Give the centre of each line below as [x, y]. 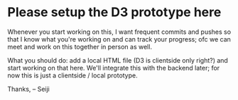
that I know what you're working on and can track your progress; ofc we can [119, 39]
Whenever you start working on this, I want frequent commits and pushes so [119, 32]
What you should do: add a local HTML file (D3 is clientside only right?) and [118, 60]
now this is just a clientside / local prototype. [73, 75]
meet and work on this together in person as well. [80, 46]
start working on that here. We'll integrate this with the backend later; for [114, 68]
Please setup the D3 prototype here [114, 12]
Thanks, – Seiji [28, 89]
